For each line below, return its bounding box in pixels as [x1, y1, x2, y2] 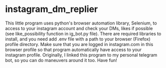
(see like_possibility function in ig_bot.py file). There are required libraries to [5, 30, 162, 36]
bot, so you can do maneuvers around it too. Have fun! [5, 57, 117, 63]
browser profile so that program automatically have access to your [5, 46, 142, 52]
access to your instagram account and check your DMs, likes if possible [5, 25, 153, 31]
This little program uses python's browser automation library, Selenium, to [5, 20, 157, 26]
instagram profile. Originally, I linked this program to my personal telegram [5, 51, 158, 58]
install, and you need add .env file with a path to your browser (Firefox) [5, 36, 151, 42]
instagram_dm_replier [5, 3, 98, 15]
